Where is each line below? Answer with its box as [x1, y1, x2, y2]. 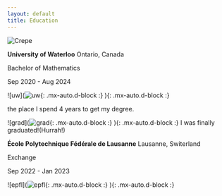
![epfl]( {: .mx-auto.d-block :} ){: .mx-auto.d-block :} [7, 180, 175, 189]
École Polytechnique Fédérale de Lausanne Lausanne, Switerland [7, 139, 201, 148]
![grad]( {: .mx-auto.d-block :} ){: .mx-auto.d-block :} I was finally [7, 118, 215, 127]
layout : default [7, 10, 55, 18]
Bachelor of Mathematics [7, 63, 80, 72]
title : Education [7, 17, 58, 24]
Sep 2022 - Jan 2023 [7, 166, 70, 175]
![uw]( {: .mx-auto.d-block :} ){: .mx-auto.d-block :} [7, 91, 170, 99]
